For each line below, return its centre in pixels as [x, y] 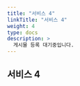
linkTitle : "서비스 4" [37, 20]
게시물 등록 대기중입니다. [44, 45]
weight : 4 [21, 26]
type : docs [23, 32]
